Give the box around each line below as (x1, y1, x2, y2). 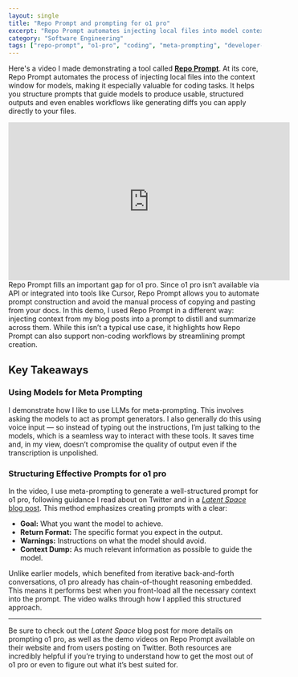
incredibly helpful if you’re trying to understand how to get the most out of (8, 651, 254, 661)
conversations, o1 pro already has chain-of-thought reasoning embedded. (8, 577, 253, 587)
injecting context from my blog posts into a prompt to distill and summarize (8, 314, 256, 324)
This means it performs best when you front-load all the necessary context (8, 585, 256, 595)
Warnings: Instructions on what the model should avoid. (19, 536, 206, 546)
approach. (8, 603, 43, 613)
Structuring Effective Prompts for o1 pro (8, 467, 167, 479)
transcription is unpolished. (8, 447, 99, 458)
